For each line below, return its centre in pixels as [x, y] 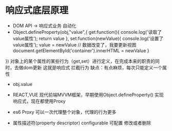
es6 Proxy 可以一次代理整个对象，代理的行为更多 [64, 112]
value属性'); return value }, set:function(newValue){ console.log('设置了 [88, 38]
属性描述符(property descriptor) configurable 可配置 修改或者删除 [82, 123]
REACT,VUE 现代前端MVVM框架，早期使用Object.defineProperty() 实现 [88, 95]
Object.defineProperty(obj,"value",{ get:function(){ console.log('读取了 [87, 32]
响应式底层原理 [37, 10]
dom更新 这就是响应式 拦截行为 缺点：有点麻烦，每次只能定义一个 [93, 68]
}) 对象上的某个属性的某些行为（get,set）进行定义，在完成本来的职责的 [80, 61]
